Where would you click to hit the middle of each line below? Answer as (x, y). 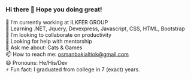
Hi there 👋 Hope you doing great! (54, 10)
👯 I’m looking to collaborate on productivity (59, 35)
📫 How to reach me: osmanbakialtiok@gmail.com (67, 54)
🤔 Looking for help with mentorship (49, 42)
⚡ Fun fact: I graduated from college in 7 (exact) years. (73, 69)
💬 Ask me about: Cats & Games (44, 48)
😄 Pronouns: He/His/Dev (37, 63)
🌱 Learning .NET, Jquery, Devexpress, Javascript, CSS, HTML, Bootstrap (95, 29)
